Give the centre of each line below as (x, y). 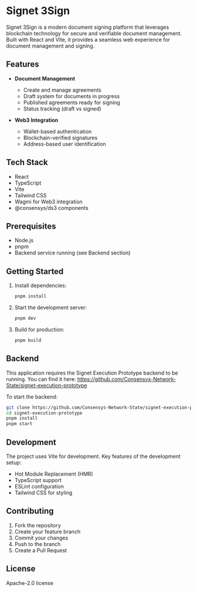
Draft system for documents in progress (72, 96)
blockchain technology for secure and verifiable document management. (94, 33)
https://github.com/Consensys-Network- (127, 379)
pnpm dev (25, 319)
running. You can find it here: (41, 379)
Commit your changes (41, 538)
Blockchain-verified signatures (60, 138)
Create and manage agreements (62, 90)
